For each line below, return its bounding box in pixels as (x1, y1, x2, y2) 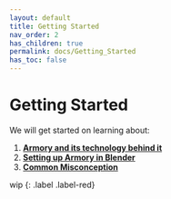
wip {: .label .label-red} (9, 179, 96, 190)
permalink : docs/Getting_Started (9, 47, 136, 56)
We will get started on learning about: (9, 124, 150, 135)
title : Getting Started (9, 22, 100, 31)
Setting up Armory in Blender (22, 152, 136, 163)
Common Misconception (22, 161, 118, 173)
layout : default (9, 13, 71, 23)
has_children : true (9, 38, 84, 48)
